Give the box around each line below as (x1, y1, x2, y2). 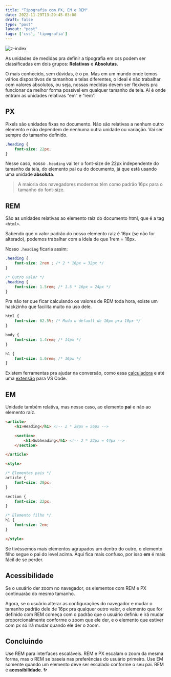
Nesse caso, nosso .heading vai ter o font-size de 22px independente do (5, 160, 159, 167)
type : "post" (5, 22, 33, 27)
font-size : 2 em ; (14, 522, 50, 528)
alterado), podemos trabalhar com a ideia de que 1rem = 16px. (5, 236, 136, 242)
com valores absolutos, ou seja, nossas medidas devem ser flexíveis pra (5, 81, 158, 88)
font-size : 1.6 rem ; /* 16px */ (14, 356, 81, 361)
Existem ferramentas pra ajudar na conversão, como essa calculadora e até (5, 370, 165, 376)
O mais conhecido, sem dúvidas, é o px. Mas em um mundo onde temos (5, 71, 158, 77)
